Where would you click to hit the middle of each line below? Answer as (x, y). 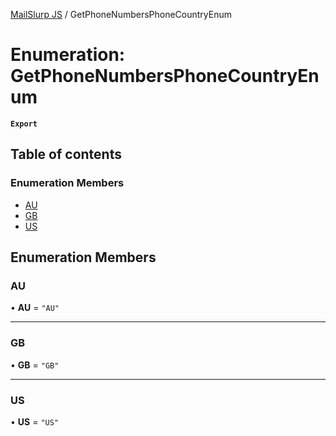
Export (24, 124)
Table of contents (66, 154)
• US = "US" (35, 421)
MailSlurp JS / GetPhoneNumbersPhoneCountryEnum (121, 14)
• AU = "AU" (35, 308)
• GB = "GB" (35, 365)
